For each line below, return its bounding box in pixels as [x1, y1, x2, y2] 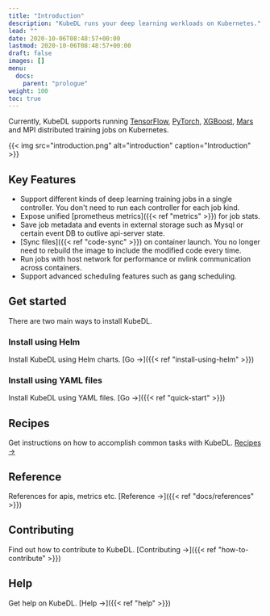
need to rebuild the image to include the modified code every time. [19, 245, 242, 255]
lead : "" [8, 27, 38, 35]
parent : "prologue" [23, 79, 89, 87]
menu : [8, 65, 27, 73]
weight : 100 [8, 86, 48, 95]
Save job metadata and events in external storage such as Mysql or [19, 220, 244, 230]
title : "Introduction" [8, 11, 85, 20]
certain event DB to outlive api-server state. [19, 228, 165, 238]
